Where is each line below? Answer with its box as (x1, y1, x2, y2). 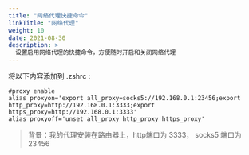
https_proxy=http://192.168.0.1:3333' (8, 108, 137, 116)
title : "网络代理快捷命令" (8, 11, 89, 20)
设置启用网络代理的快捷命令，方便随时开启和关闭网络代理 (15, 48, 176, 56)
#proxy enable (8, 87, 56, 95)
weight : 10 (8, 26, 45, 34)
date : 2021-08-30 (8, 33, 66, 42)
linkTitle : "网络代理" (8, 19, 79, 27)
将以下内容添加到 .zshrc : (8, 72, 91, 80)
